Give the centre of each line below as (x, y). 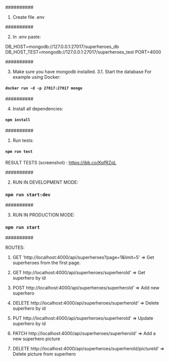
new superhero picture (36, 339)
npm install (18, 120)
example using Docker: (36, 77)
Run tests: (23, 140)
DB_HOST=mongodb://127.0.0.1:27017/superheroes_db (62, 47)
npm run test (19, 152)
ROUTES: (15, 247)
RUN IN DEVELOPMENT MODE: (45, 182)
